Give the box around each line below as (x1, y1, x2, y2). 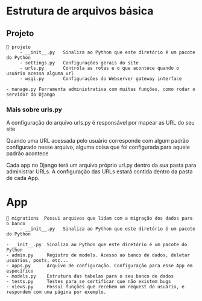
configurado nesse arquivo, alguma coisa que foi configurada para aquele (6, 143, 190, 151)
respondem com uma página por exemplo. (6, 289, 107, 296)
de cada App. (6, 175, 40, 182)
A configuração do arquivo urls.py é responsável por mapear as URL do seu (6, 119, 195, 126)
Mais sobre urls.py (6, 105, 62, 114)
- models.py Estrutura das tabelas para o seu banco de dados (6, 273, 174, 279)
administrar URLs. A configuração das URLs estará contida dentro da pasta (6, 168, 193, 175)
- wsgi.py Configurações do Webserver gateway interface (19, 76, 182, 82)
